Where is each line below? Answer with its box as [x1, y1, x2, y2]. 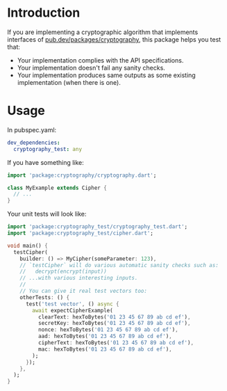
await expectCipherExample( [32, 307, 113, 314]
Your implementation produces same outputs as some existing [17, 71, 196, 79]
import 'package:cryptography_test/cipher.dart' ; [7, 230, 154, 237]
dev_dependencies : [7, 139, 60, 146]
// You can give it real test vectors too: [19, 287, 148, 294]
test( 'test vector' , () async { [25, 301, 119, 308]
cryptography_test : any [13, 145, 82, 152]
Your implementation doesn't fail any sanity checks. [17, 63, 165, 72]
